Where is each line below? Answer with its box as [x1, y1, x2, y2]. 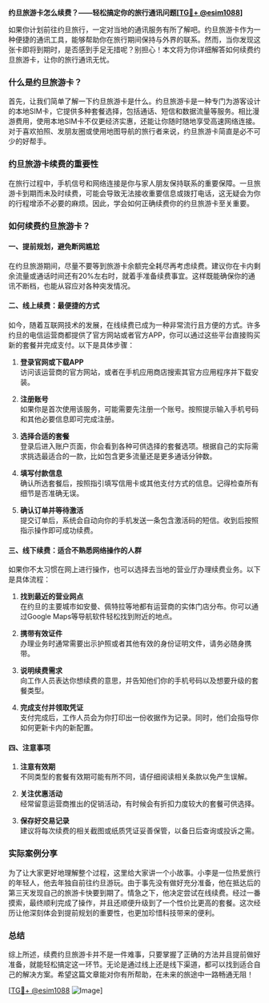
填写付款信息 [19, 468, 62, 477]
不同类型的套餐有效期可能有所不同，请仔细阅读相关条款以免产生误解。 [19, 772, 252, 782]
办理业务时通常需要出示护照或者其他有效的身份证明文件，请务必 [19, 638, 231, 648]
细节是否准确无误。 [19, 488, 84, 497]
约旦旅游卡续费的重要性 [8, 159, 98, 170]
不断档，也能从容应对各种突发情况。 [14, 280, 134, 291]
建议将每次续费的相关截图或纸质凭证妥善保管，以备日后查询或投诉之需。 [19, 826, 259, 836]
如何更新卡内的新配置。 [19, 723, 98, 732]
